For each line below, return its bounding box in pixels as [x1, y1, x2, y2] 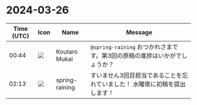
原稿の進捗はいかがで [123, 51, 182, 60]
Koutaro [56, 47, 78, 55]
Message [125, 28, 152, 36]
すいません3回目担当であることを [90, 71, 182, 79]
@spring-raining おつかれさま [90, 43, 173, 51]
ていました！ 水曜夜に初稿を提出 [96, 80, 186, 88]
